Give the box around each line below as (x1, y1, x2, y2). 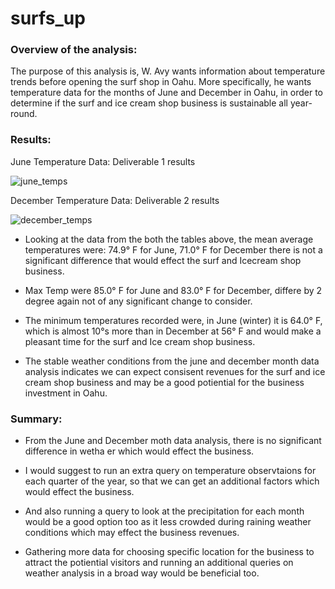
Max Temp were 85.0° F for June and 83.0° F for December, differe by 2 (24, 284, 323, 296)
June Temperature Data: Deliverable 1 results (10, 155, 196, 167)
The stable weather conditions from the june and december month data (24, 355, 320, 367)
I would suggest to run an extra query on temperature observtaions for (24, 465, 317, 477)
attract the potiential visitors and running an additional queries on (24, 557, 294, 569)
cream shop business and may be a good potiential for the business (24, 376, 305, 388)
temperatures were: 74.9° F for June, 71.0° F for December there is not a (24, 243, 323, 256)
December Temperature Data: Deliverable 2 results (10, 194, 220, 206)
